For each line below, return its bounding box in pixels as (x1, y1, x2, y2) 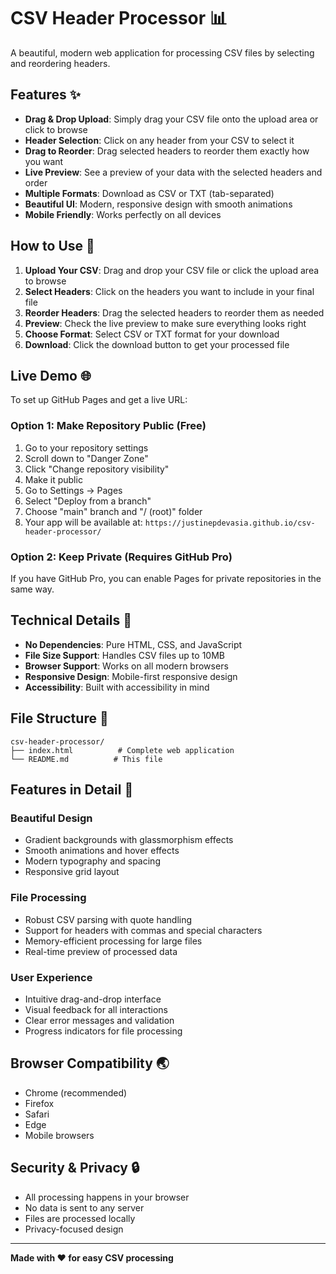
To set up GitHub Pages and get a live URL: (10, 394, 188, 406)
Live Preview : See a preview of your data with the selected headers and (24, 166, 323, 178)
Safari (24, 1108, 50, 1120)
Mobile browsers (24, 1129, 95, 1141)
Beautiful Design (10, 811, 93, 825)
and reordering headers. (10, 57, 111, 69)
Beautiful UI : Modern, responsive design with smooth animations (24, 198, 293, 210)
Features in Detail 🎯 (10, 781, 134, 798)
